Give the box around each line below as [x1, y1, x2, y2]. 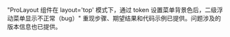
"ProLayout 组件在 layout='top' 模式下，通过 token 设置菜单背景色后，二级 [7, 6, 218, 13]
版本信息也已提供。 [7, 23, 62, 30]
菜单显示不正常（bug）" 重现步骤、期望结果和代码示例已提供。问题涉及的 [12, 14, 221, 22]
